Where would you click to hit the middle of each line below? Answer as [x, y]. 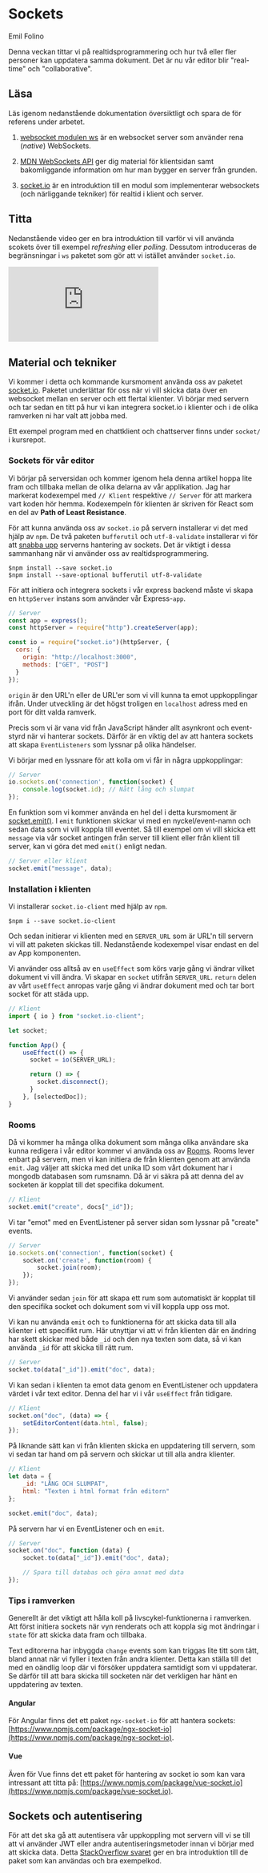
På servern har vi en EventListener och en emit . [86, 1529]
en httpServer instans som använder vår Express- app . [97, 598]
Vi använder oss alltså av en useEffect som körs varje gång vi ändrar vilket [131, 969]
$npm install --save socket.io [60, 568]
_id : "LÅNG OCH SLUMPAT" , [66, 1484]
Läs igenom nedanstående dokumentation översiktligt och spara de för [125, 113]
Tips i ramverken [42, 1601]
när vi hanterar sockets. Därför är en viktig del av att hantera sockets [140, 736]
